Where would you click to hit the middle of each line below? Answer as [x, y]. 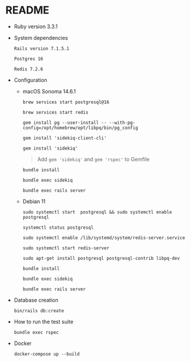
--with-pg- [122, 123]
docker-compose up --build [47, 354]
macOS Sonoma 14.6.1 [49, 91]
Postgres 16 [28, 59]
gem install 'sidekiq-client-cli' [65, 138]
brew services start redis [55, 112]
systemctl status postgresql [58, 227]
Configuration [30, 80]
